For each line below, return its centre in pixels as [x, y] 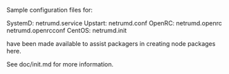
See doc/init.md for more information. [60, 64]
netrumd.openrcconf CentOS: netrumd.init [67, 30]
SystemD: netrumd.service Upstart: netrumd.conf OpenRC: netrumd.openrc [114, 23]
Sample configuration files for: [49, 10]
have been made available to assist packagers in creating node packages [111, 44]
